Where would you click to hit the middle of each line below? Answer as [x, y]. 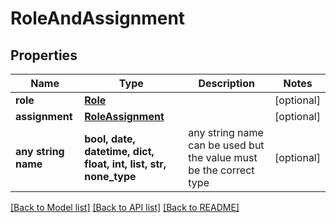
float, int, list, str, [125, 164]
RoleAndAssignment [98, 18]
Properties [44, 55]
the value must [223, 157]
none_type [110, 176]
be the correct [221, 170]
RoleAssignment [124, 116]
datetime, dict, [119, 151]
